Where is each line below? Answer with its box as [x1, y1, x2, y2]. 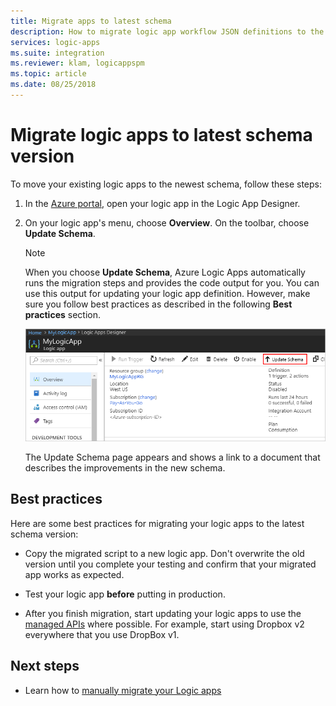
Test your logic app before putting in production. [24, 588, 226, 600]
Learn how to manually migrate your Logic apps [24, 684, 222, 696]
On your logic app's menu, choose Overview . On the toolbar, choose [24, 216, 310, 229]
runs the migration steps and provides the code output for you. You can [24, 276, 320, 289]
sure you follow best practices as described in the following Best [24, 298, 293, 310]
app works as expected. [24, 568, 125, 580]
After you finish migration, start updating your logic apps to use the [24, 607, 302, 619]
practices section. [24, 308, 102, 320]
